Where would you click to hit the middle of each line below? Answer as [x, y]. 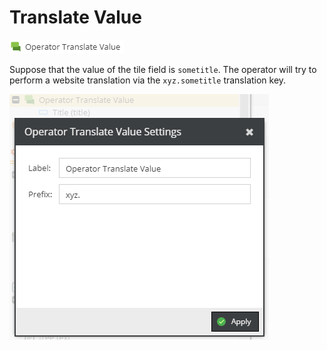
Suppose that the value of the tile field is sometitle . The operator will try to [163, 69]
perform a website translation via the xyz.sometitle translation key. [148, 80]
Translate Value [75, 17]
